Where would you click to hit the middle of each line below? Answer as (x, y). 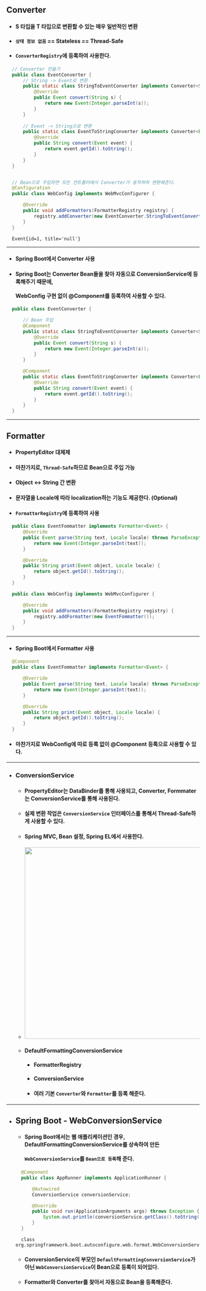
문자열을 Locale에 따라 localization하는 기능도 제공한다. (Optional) (96, 497)
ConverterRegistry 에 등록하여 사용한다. (63, 56)
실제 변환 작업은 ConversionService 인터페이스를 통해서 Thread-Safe (108, 813)
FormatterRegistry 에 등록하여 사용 (57, 513)
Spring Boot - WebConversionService (89, 1120)
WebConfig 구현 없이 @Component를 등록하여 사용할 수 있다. (91, 295)
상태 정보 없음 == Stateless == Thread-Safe (69, 41)
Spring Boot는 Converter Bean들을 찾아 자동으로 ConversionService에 (103, 274)
